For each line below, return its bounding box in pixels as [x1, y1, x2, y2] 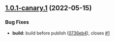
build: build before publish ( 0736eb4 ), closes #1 [12, 30, 110, 36]
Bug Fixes [5, 19, 29, 26]
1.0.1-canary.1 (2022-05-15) [5, 4, 92, 12]
